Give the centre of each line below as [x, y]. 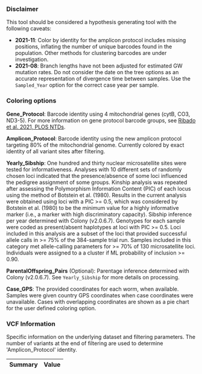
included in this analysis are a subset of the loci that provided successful [96, 233]
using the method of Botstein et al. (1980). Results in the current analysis [96, 195]
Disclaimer [22, 9]
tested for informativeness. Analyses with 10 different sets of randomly [94, 169]
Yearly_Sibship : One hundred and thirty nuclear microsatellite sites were [96, 163]
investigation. [32, 60]
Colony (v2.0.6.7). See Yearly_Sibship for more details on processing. [93, 277]
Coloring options [31, 101]
